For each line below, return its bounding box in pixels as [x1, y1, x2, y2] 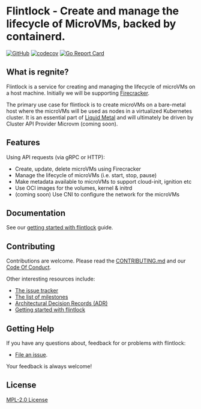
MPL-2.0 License [6, 396, 48, 403]
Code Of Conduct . [6, 264, 52, 271]
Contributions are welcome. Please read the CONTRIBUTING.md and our [6, 257, 186, 265]
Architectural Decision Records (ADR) [14, 300, 108, 307]
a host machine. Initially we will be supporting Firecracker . [6, 89, 150, 97]
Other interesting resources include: [6, 275, 95, 283]
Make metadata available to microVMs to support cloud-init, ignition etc [14, 178, 192, 185]
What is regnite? [6, 67, 69, 77]
